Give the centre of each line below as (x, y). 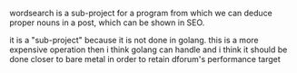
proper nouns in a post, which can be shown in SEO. (107, 23)
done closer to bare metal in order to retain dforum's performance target (145, 59)
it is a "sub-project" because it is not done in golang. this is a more (134, 40)
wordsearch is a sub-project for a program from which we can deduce (141, 13)
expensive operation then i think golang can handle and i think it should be (148, 50)
